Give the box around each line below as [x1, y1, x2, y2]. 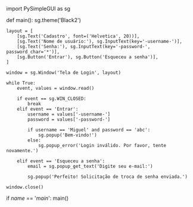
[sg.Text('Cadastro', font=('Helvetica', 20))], [17, 33, 140, 39]
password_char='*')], [6, 49, 60, 55]
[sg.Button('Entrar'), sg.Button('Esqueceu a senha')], [17, 54, 159, 60]
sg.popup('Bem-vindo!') [38, 132, 97, 138]
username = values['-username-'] [27, 111, 111, 117]
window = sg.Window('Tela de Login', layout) [6, 70, 121, 76]
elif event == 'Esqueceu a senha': [17, 158, 105, 164]
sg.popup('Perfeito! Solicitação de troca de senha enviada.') [27, 174, 188, 180]
